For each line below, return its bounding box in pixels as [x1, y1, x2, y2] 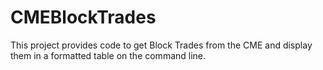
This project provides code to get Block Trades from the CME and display [10, 39, 313, 51]
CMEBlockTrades [10, 6, 157, 29]
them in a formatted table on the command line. [10, 49, 207, 61]
